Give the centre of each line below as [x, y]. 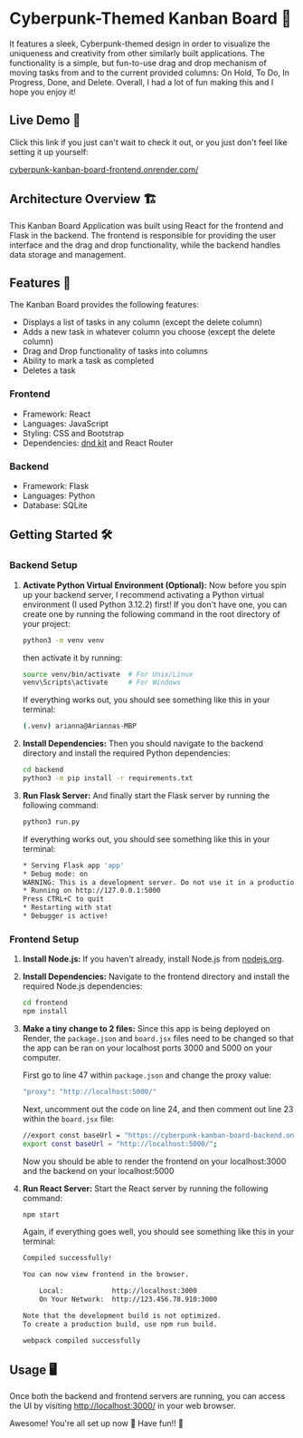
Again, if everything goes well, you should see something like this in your [158, 1232]
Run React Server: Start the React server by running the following [145, 1189]
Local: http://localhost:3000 [118, 1291]
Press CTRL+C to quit [63, 899]
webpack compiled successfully [81, 1340]
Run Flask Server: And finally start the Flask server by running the [146, 795]
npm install [45, 1012]
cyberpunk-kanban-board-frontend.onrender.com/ [104, 169]
